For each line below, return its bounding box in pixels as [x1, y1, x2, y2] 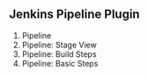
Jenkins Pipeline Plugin [9, 7, 140, 22]
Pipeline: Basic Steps [21, 58, 99, 68]
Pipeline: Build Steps [21, 48, 97, 59]
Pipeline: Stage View [21, 39, 97, 50]
